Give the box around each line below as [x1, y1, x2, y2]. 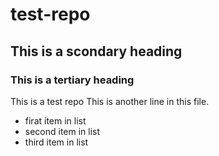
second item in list [24, 125, 101, 137]
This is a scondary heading [10, 43, 183, 60]
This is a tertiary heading [10, 73, 135, 87]
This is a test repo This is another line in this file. [10, 95, 210, 107]
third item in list [24, 136, 89, 148]
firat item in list [24, 114, 87, 127]
